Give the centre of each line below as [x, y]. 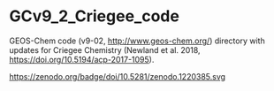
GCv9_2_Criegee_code [94, 16]
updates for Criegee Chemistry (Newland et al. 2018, [105, 49]
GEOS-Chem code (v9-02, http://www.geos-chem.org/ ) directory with [137, 41]
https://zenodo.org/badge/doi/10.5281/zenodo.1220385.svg [118, 76]
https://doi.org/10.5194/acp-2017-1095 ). [82, 59]
